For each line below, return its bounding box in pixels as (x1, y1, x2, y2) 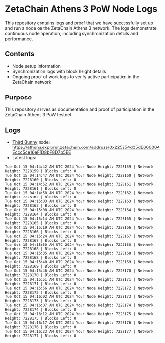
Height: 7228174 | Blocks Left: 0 (5, 307, 77, 312)
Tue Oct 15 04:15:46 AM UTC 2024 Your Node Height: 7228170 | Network (5, 268, 154, 273)
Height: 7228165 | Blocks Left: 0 (5, 221, 77, 226)
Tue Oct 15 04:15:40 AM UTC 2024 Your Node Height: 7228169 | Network (5, 260, 154, 265)
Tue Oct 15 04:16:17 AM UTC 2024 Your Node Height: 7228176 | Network (5, 320, 154, 325)
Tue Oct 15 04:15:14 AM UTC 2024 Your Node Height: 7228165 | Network (5, 216, 154, 221)
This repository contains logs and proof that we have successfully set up (5, 20, 153, 26)
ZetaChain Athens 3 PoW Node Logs (5, 3, 158, 15)
